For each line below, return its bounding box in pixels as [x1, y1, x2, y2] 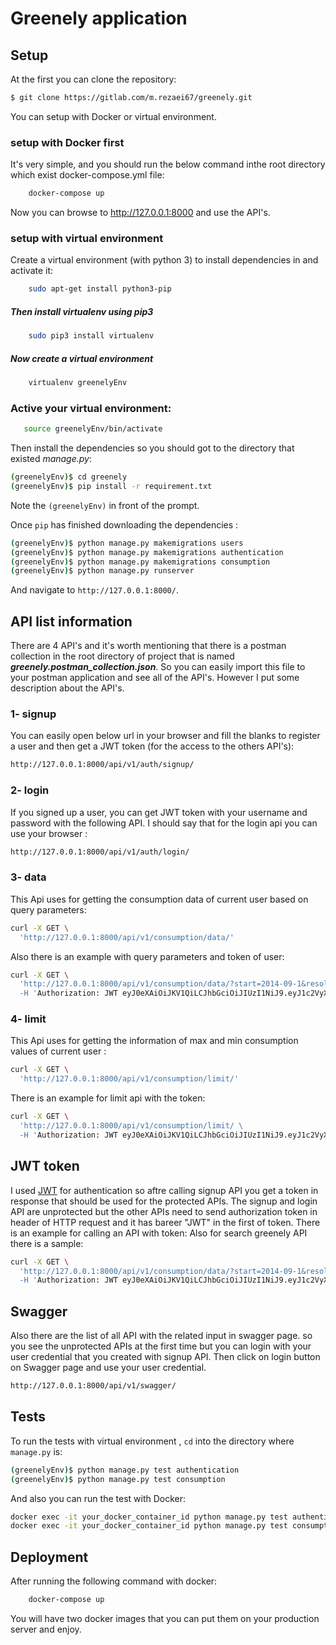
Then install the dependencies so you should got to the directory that [10, 442, 295, 454]
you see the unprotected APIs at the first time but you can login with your [10, 1340, 312, 1352]
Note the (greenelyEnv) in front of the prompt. [10, 499, 200, 511]
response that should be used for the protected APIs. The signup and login [10, 1195, 318, 1207]
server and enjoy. [10, 1623, 82, 1635]
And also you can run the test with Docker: [10, 1492, 187, 1504]
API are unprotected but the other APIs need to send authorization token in [10, 1205, 318, 1217]
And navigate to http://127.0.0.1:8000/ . [10, 584, 179, 596]
